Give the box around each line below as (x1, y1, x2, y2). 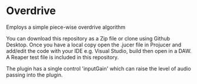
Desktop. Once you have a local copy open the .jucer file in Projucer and (6, 41, 182, 48)
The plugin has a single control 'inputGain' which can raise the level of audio (6, 65, 191, 72)
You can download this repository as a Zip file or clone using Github (6, 35, 171, 42)
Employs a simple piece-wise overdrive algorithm (6, 23, 126, 31)
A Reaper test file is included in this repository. (6, 53, 119, 61)
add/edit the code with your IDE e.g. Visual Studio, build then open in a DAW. (6, 47, 192, 54)
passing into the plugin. (6, 71, 63, 78)
